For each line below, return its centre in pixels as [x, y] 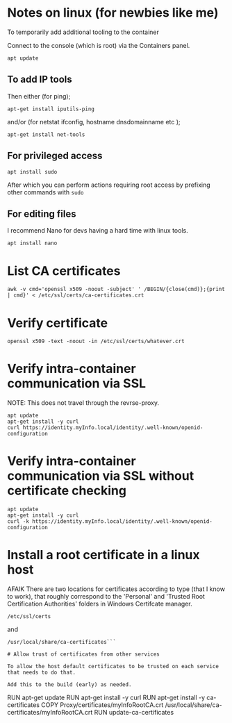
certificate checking [67, 491]
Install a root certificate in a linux [103, 555]
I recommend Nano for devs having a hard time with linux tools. [98, 231]
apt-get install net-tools [46, 134]
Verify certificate [58, 323]
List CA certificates [64, 271]
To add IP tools [40, 80]
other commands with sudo [45, 192]
